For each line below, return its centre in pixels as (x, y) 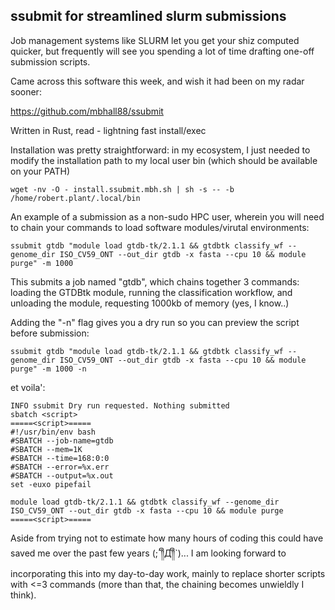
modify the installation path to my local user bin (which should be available (164, 160)
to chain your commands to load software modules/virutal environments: (160, 227)
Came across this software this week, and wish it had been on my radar (157, 81)
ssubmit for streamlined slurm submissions (148, 16)
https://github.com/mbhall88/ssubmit (87, 111)
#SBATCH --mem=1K (46, 449)
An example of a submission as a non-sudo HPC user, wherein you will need (167, 216)
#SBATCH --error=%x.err (60, 467)
